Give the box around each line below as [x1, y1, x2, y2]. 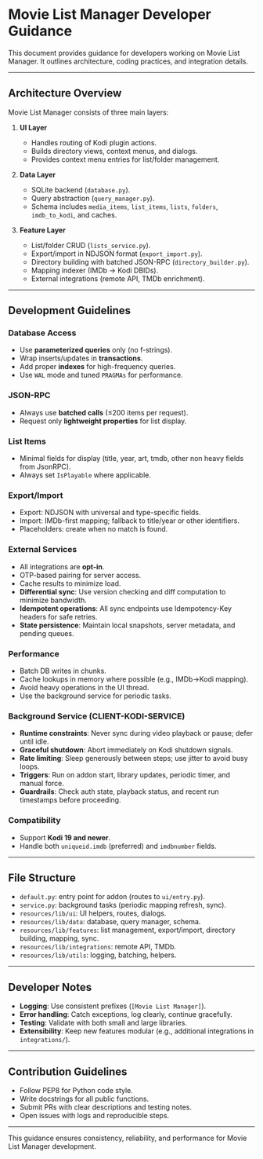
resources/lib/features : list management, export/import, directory [19, 925, 236, 935]
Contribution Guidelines [8, 1065, 128, 1078]
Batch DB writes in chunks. [19, 666, 107, 675]
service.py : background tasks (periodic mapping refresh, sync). [19, 901, 227, 910]
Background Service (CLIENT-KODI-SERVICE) [8, 711, 186, 722]
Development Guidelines [8, 304, 131, 317]
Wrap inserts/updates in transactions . [19, 353, 143, 363]
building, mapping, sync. [19, 934, 99, 943]
